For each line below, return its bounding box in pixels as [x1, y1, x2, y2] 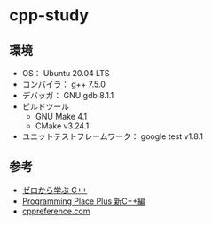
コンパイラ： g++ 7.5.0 [21, 79, 106, 89]
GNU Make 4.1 [35, 112, 88, 121]
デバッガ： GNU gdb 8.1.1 [21, 90, 114, 100]
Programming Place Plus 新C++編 [21, 196, 146, 206]
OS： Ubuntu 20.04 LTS [21, 68, 110, 78]
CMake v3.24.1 [35, 120, 90, 131]
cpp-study [9, 5, 90, 26]
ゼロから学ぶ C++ [21, 184, 88, 195]
